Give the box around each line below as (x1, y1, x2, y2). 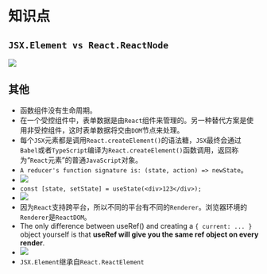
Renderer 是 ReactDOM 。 (19, 212, 91, 222)
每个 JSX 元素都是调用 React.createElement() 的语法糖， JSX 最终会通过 (19, 135, 242, 145)
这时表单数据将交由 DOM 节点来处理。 (68, 125, 184, 135)
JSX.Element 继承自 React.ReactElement (19, 257, 145, 266)
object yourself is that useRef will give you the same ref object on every (19, 230, 259, 239)
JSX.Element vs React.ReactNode (8, 39, 169, 51)
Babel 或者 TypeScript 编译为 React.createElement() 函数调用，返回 (19, 145, 232, 155)
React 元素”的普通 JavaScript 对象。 (29, 155, 143, 164)
